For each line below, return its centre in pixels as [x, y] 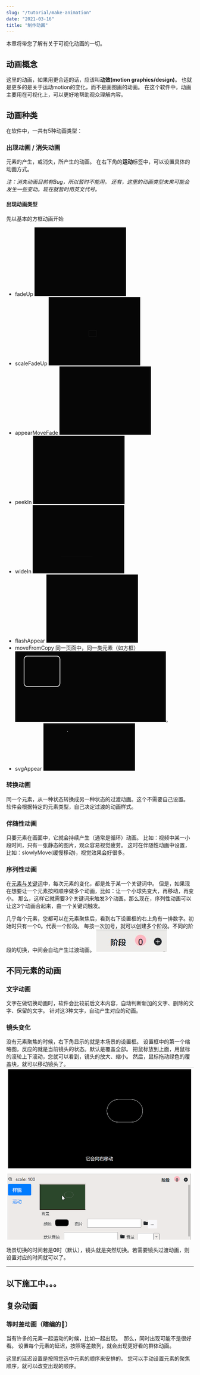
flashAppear [30, 641]
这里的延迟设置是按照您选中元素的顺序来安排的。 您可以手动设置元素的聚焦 [98, 1358]
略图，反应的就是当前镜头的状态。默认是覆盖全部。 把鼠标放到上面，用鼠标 [98, 1049]
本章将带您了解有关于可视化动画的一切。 [56, 44]
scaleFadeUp [31, 363]
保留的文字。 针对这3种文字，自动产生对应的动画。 [79, 1011]
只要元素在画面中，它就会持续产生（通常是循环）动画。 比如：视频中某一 [96, 838]
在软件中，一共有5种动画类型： [44, 131]
